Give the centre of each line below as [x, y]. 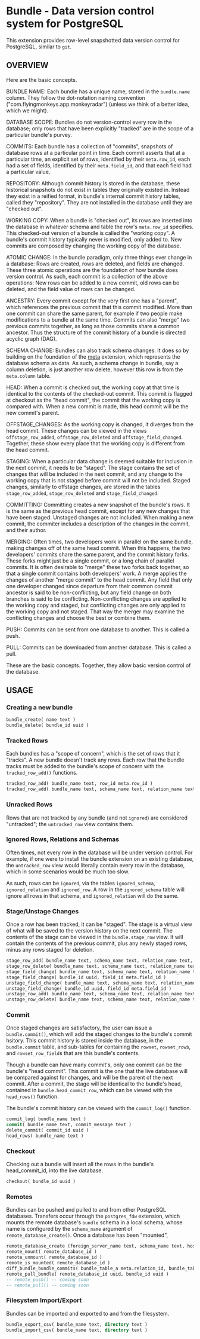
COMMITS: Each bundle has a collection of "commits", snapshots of [90, 146]
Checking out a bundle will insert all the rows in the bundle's [80, 1164]
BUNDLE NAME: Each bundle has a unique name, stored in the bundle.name [98, 91]
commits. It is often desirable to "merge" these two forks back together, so [98, 567]
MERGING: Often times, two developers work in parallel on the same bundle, [100, 542]
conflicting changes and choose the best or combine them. [79, 617]
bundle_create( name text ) [41, 720]
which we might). [27, 110]
